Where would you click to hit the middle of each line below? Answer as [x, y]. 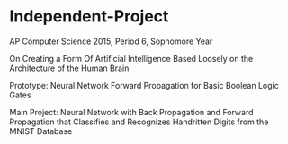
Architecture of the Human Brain [69, 68]
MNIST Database [41, 131]
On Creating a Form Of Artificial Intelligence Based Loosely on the [131, 58]
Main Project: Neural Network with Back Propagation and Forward [131, 112]
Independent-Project [89, 17]
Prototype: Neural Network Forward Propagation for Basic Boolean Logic [144, 85]
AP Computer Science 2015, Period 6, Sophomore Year [111, 41]
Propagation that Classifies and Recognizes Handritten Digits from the [139, 122]
